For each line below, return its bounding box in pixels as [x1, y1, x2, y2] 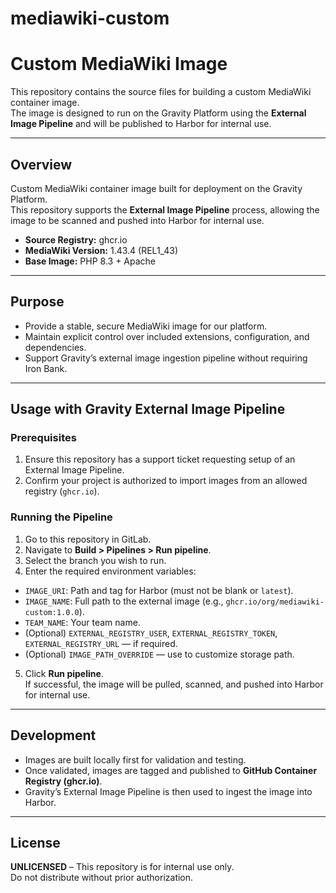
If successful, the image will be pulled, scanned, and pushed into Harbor [24, 678, 324, 690]
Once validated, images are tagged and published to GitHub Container [24, 764, 318, 776]
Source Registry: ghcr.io [24, 233, 128, 246]
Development [10, 727, 97, 744]
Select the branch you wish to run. [24, 554, 167, 566]
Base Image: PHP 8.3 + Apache [24, 255, 157, 267]
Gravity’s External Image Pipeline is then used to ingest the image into [24, 785, 313, 797]
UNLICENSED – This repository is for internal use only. [10, 861, 235, 873]
